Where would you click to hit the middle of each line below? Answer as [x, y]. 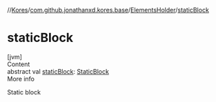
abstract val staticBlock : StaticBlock [58, 71]
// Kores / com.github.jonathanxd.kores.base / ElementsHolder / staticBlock [108, 10]
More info [21, 79]
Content [19, 64]
